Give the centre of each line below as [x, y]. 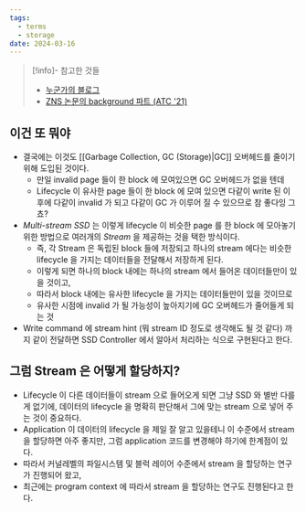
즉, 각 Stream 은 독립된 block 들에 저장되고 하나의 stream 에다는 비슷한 [164, 249]
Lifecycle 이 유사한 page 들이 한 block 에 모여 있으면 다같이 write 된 [158, 191]
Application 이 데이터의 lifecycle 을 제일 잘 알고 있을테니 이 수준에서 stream [158, 429]
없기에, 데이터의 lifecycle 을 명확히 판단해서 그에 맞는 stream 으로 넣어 [158, 406]
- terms [32, 27]
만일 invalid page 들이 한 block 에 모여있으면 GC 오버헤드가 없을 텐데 [160, 180]
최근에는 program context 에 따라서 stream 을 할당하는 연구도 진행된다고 [153, 486]
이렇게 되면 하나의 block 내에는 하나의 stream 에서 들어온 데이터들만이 [162, 272]
